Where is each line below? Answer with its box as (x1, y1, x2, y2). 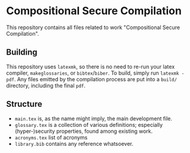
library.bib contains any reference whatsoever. (14, 140, 134, 147)
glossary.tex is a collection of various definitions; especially (14, 121, 163, 128)
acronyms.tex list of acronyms (14, 133, 88, 141)
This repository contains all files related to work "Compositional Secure (6, 24, 180, 31)
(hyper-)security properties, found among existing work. (14, 128, 153, 135)
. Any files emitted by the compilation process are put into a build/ (14, 75, 177, 82)
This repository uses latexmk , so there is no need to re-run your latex (6, 63, 175, 70)
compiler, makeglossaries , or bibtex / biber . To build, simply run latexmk (6, 69, 179, 76)
